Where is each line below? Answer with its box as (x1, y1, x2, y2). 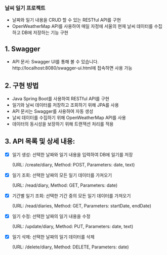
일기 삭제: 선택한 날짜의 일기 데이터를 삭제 (12, 234, 95, 240)
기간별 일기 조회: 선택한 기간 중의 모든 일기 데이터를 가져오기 (12, 192, 131, 198)
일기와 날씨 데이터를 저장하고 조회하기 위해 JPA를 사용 (12, 102, 119, 108)
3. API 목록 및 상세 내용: (5, 137, 75, 146)
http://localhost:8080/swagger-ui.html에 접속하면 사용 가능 (12, 65, 133, 71)
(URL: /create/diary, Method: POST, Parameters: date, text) (12, 161, 135, 167)
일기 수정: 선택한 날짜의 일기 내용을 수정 (12, 213, 91, 219)
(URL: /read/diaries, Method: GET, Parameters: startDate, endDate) (12, 202, 151, 208)
